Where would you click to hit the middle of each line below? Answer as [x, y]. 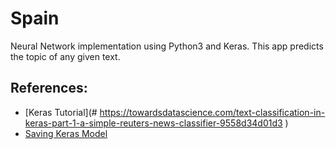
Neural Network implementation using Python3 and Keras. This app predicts [167, 46]
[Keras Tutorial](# [61, 112]
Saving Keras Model [66, 133]
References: [49, 88]
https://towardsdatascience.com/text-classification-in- [212, 112]
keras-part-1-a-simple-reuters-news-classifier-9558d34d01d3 [153, 123]
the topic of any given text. [65, 56]
